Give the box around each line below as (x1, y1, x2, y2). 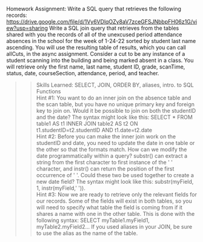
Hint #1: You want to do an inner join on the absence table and (36, 94, 191, 101)
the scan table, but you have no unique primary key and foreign (36, 101, 195, 108)
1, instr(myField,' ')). (36, 184, 86, 192)
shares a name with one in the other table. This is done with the (36, 210, 195, 217)
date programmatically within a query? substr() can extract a (36, 152, 188, 160)
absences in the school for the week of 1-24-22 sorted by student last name (6, 38, 196, 44)
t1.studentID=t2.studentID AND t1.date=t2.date (36, 127, 153, 133)
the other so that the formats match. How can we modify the (36, 146, 187, 153)
